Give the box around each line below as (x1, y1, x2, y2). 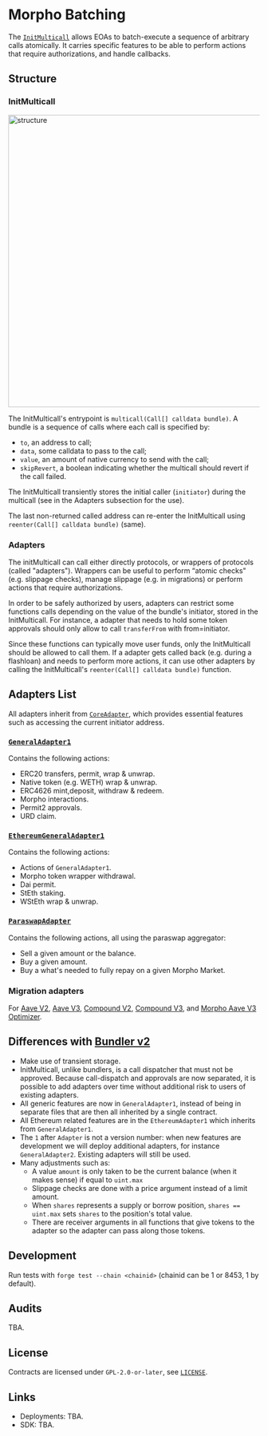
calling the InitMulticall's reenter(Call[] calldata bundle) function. (8, 664, 231, 674)
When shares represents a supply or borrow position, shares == (31, 1200, 241, 1210)
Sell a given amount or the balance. (19, 948, 136, 958)
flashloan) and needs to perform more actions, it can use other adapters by (8, 656, 255, 666)
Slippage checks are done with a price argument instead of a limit (31, 1183, 248, 1193)
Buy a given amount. (19, 956, 88, 967)
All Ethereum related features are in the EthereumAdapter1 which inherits (19, 1115, 256, 1125)
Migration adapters (8, 985, 85, 996)
